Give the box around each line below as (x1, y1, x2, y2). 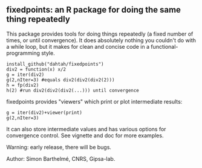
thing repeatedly (6, 14, 71, 25)
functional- (151, 43, 178, 50)
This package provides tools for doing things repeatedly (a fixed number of (6, 30, 194, 37)
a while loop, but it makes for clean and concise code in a (6, 43, 150, 50)
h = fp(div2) (6, 82, 39, 88)
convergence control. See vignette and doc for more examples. (6, 132, 164, 139)
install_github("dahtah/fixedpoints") (6, 61, 104, 67)
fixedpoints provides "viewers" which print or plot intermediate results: (6, 98, 183, 105)
